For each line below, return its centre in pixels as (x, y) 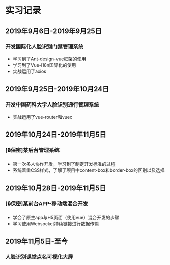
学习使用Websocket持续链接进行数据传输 (56, 223)
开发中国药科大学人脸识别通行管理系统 (52, 105)
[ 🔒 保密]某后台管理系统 (32, 150)
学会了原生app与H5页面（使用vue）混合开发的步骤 (66, 217)
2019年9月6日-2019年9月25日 (53, 31)
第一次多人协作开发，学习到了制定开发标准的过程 (64, 164)
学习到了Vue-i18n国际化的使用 (44, 65)
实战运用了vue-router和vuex (42, 117)
